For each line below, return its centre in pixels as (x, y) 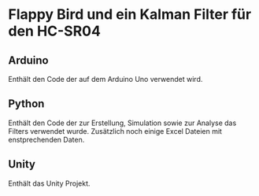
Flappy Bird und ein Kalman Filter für (130, 15)
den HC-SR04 (54, 31)
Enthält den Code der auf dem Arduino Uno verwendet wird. (105, 79)
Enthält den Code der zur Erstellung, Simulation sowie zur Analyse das (122, 123)
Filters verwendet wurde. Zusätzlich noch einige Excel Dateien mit (115, 131)
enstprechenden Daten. (46, 139)
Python (26, 104)
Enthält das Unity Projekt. (49, 183)
